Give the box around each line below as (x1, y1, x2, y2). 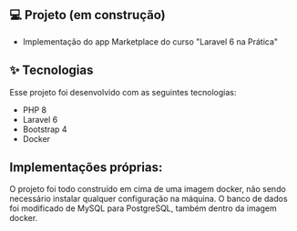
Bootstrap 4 (22, 124, 67, 135)
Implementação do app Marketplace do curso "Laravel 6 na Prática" (22, 35, 279, 47)
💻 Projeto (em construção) (9, 7, 166, 23)
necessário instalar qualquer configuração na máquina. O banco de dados (9, 194, 289, 205)
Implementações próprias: (9, 160, 163, 176)
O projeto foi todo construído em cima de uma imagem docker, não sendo (9, 184, 287, 195)
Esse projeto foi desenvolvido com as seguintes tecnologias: (9, 86, 237, 97)
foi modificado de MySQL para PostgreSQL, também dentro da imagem (9, 203, 278, 214)
